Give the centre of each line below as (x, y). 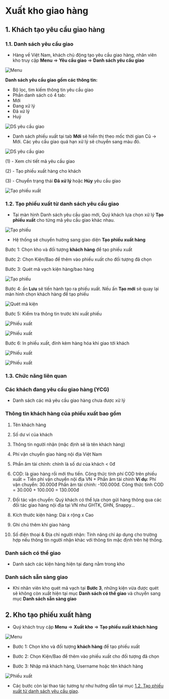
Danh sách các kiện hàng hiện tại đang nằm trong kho (69, 564)
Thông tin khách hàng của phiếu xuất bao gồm (63, 414)
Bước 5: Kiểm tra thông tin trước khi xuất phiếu (53, 314)
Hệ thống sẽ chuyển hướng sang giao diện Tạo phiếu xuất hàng (79, 240)
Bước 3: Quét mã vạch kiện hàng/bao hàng (50, 269)
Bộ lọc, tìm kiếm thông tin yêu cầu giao (53, 90)
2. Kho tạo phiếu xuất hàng (48, 615)
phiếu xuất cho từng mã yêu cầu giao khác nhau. (64, 220)
